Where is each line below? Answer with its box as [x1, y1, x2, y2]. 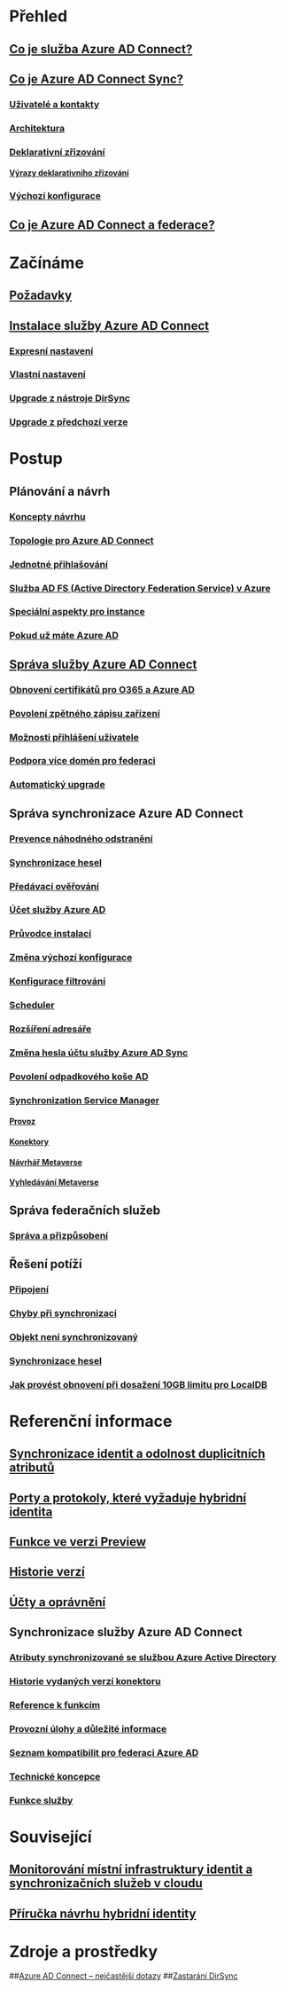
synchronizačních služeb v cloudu [9, 1876, 204, 1891]
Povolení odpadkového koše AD [9, 1070, 149, 1083]
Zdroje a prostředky [9, 1941, 158, 1962]
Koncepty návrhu [9, 510, 86, 522]
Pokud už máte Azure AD [9, 630, 120, 642]
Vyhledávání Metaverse [9, 1177, 99, 1187]
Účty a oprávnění [9, 1594, 106, 1610]
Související [9, 1827, 92, 1846]
